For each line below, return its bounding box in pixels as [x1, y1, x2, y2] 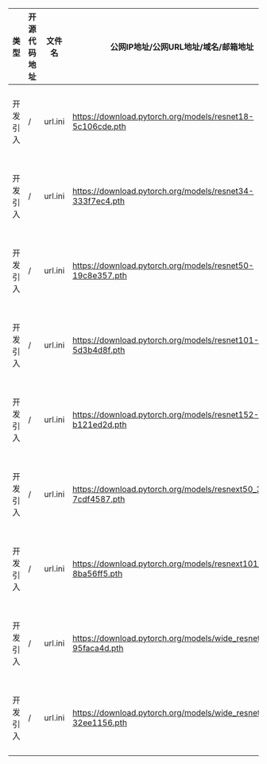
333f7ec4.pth [72, 196, 126, 206]
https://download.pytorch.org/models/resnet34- [72, 186, 254, 196]
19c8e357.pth [72, 270, 127, 281]
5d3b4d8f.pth [72, 345, 126, 355]
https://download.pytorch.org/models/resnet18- [72, 111, 254, 122]
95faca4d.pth [72, 643, 124, 653]
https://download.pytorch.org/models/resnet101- [72, 335, 260, 345]
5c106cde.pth [72, 121, 126, 132]
